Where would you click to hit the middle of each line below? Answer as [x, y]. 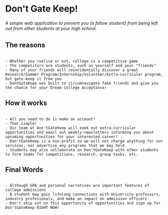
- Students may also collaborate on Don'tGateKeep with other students [82, 150]
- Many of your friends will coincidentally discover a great [72, 70]
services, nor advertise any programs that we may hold [65, 146]
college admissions [26, 190]
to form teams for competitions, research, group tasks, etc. [72, 154]
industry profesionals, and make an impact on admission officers [76, 199]
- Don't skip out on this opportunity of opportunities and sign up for [83, 203]
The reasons [25, 45]
